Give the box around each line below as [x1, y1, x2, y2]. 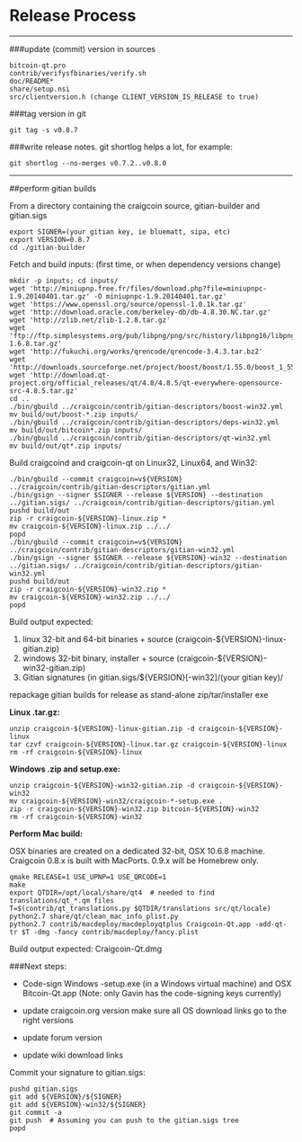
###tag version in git [9, 108, 87, 119]
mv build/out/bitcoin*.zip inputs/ [9, 425, 143, 434]
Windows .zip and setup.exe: [9, 763, 121, 774]
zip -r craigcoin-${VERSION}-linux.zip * [9, 513, 167, 522]
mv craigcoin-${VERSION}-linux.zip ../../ [9, 522, 171, 531]
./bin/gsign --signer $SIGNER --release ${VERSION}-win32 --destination [9, 553, 288, 562]
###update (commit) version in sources [9, 43, 155, 54]
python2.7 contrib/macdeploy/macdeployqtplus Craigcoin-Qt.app [9, 919, 252, 929]
